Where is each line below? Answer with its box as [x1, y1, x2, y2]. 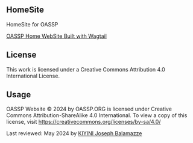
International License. [6, 72, 60, 79]
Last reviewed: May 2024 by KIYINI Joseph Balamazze [6, 130, 142, 137]
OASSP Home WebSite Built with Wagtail [6, 32, 107, 40]
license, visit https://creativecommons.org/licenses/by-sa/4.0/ [6, 118, 161, 126]
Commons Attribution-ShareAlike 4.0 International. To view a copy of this [6, 112, 188, 119]
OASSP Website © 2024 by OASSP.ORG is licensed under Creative [6, 105, 172, 113]
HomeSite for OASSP [6, 20, 59, 28]
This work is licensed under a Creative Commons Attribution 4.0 [6, 65, 166, 73]
